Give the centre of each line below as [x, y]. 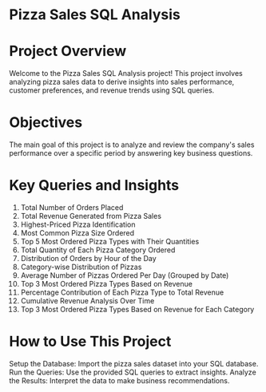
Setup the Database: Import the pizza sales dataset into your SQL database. [134, 363]
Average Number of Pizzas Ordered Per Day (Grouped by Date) [125, 275]
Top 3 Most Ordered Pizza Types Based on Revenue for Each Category [137, 309]
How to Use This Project [90, 342]
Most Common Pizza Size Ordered [77, 233]
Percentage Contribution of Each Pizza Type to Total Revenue [122, 292]
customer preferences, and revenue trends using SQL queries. [112, 90]
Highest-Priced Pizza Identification [78, 224]
